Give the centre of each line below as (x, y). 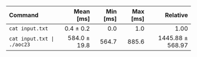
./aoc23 (20, 44)
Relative (176, 15)
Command (24, 15)
